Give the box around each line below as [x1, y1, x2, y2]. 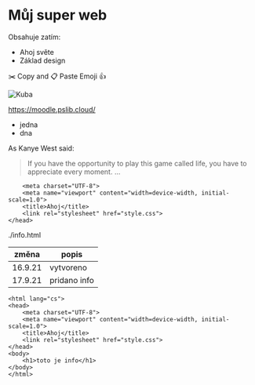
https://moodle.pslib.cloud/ [8, 104, 96, 114]
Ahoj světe [19, 47, 55, 56]
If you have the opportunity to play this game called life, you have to [27, 158, 247, 168]
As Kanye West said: [8, 143, 75, 153]
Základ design [19, 56, 66, 65]
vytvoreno [49, 262, 88, 273]
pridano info [49, 274, 94, 285]
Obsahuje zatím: [8, 32, 61, 42]
